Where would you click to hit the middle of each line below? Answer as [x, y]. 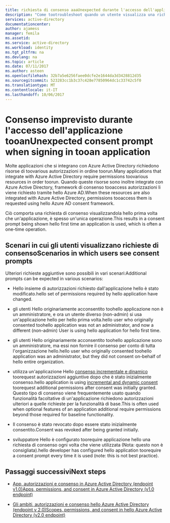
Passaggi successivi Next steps [56, 472]
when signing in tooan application [78, 152]
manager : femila [22, 33]
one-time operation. [26, 229]
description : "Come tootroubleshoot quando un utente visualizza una [80, 15]
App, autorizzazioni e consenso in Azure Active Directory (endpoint [83, 484]
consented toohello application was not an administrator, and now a [83, 325]
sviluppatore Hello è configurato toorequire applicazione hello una [81, 440]
